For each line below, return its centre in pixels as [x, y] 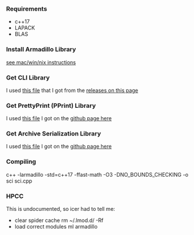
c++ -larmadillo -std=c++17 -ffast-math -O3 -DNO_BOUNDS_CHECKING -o [97, 174]
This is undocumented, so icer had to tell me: [61, 209]
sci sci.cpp [19, 181]
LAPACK [25, 28]
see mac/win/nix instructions [41, 62]
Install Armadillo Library [41, 49]
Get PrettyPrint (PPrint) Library [51, 105]
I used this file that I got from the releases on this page [72, 90]
